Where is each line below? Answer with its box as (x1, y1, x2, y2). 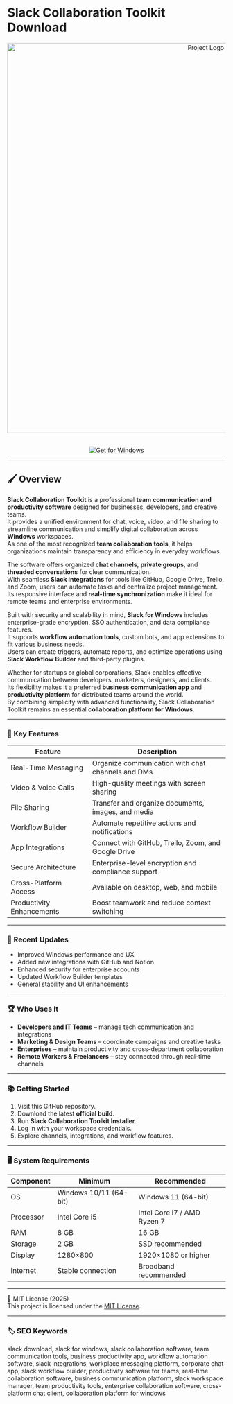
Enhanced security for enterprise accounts (17, 965, 140, 973)
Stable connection (57, 1266, 116, 1276)
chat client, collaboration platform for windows (32, 1389, 166, 1397)
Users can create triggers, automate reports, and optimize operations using (7, 647, 223, 656)
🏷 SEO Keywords (7, 1326, 68, 1336)
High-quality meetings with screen (92, 779, 206, 788)
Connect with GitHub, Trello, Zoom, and (92, 838, 221, 848)
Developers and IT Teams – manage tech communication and (17, 1023, 194, 1031)
